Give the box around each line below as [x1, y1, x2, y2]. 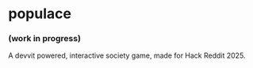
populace [8, 5, 71, 23]
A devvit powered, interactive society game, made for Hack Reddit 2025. [8, 51, 246, 60]
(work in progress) [8, 33, 82, 44]
